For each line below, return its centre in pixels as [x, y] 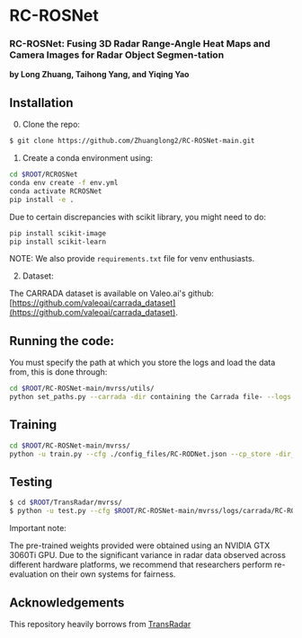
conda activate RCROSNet [56, 191]
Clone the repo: [51, 124]
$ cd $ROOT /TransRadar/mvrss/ [66, 503]
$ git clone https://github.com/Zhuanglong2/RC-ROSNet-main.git [132, 141]
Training [33, 425]
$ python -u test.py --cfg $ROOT [72, 511]
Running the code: [62, 341]
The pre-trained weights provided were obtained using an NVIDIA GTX [140, 545]
